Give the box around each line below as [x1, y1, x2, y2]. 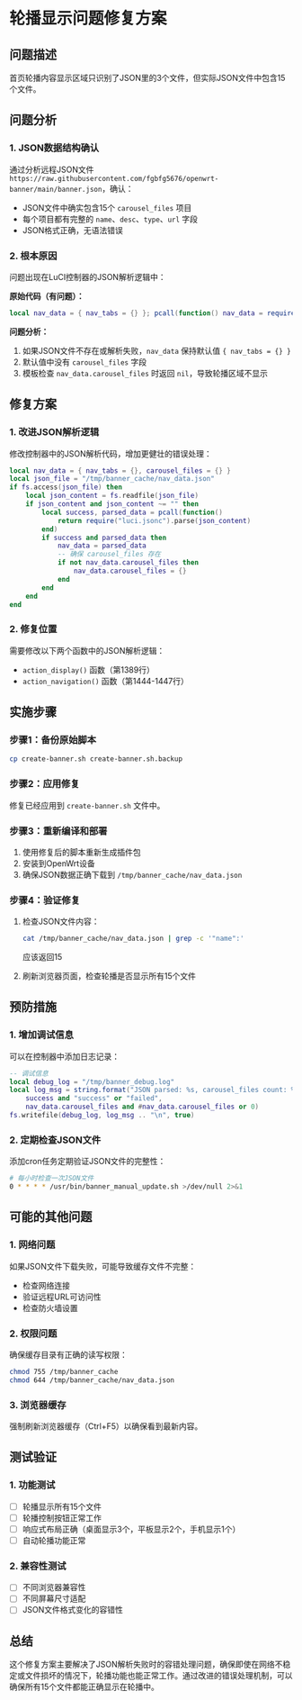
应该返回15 [22, 952, 63, 963]
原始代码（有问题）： [9, 290, 84, 302]
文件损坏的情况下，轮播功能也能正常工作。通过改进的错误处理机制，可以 [24, 1670, 293, 1681]
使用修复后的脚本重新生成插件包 [22, 846, 141, 857]
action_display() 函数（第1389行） [22, 664, 155, 675]
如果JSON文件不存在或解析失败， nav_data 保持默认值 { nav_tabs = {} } [22, 345, 291, 356]
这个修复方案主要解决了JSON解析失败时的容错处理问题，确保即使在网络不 [9, 1659, 283, 1670]
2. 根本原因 [9, 249, 58, 262]
